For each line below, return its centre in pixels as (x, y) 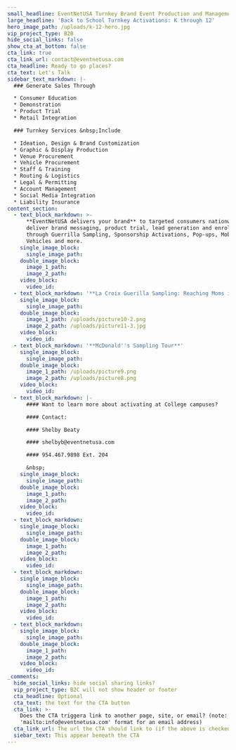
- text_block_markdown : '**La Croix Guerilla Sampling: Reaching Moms (119, 293)
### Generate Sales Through (55, 86)
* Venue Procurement (44, 156)
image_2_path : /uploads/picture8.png (81, 379)
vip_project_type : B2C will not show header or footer (96, 690)
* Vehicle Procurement (47, 163)
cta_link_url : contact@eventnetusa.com (66, 60)
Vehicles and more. (54, 241)
